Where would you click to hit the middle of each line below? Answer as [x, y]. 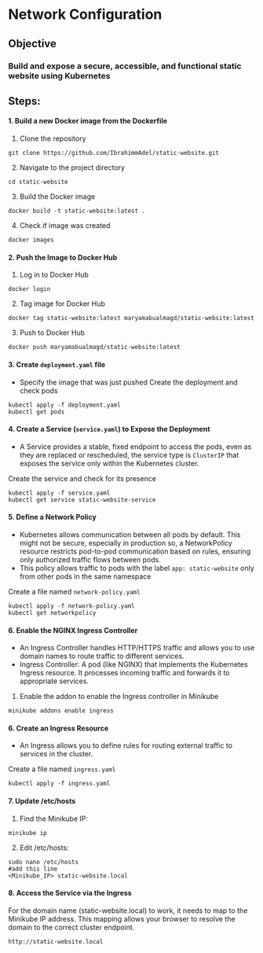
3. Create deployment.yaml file [57, 364]
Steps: [24, 101]
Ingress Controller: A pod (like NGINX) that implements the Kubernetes [134, 664]
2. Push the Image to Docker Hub [63, 257]
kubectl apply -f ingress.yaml [59, 784]
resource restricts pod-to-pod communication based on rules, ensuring [135, 551]
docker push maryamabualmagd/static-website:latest [94, 348]
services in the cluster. [56, 754]
